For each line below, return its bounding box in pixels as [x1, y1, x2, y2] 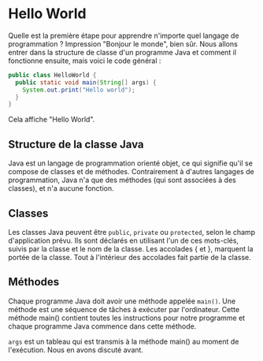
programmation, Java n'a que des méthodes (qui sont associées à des [8, 175, 236, 185]
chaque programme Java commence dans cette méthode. [8, 321, 197, 331]
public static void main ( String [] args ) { [15, 78, 157, 87]
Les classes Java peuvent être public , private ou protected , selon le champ [8, 227, 256, 236]
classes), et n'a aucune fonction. [8, 184, 114, 193]
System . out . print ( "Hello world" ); [22, 86, 135, 94]
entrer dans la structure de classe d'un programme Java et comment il [8, 47, 237, 57]
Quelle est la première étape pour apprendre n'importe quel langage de [8, 31, 239, 40]
